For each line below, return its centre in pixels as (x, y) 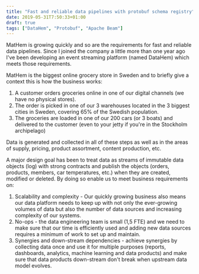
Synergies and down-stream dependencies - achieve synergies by (96, 241)
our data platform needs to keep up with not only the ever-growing (96, 203)
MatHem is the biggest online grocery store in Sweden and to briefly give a (98, 75)
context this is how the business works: (54, 82)
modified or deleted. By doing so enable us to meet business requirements (97, 179)
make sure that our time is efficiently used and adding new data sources (103, 228)
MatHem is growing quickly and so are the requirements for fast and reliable (99, 45)
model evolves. (33, 266)
